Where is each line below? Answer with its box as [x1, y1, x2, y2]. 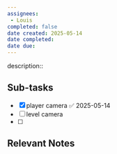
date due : [7, 43, 36, 49]
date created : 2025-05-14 [7, 29, 82, 37]
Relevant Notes [7, 137, 75, 150]
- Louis [10, 17, 33, 24]
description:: [7, 62, 44, 70]
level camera [26, 109, 63, 118]
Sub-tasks [7, 82, 54, 94]
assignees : [7, 10, 39, 17]
